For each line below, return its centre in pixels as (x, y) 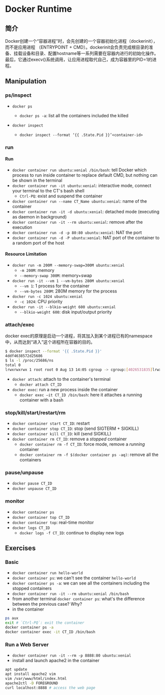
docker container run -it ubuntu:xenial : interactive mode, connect (82, 186)
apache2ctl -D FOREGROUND (31, 683)
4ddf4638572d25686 (24, 356)
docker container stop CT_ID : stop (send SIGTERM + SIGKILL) (75, 428)
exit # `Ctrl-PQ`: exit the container (45, 623)
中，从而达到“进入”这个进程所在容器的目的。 (50, 342)
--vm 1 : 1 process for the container (55, 286)
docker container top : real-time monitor (53, 522)
